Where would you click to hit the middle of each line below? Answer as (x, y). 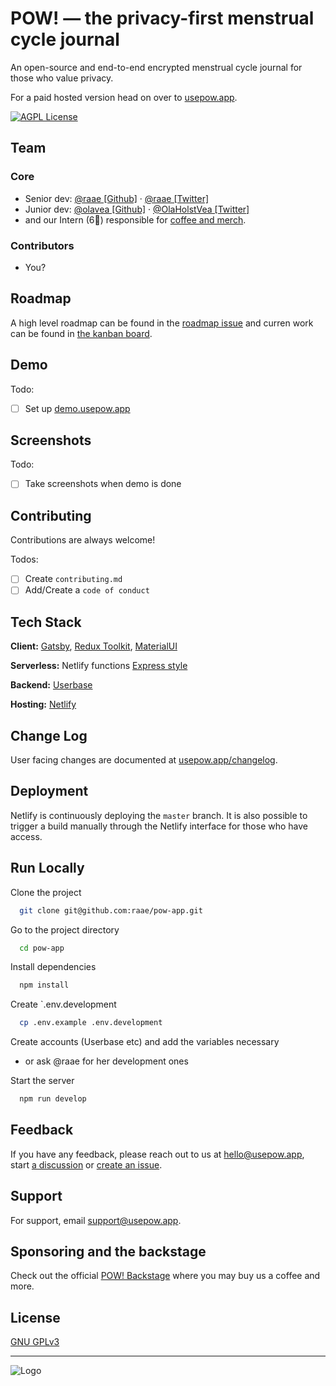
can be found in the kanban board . (81, 333)
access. (26, 836)
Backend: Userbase (51, 685)
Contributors (42, 245)
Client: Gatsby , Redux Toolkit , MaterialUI (94, 646)
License (35, 1317)
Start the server (42, 1081)
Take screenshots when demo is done (103, 484)
